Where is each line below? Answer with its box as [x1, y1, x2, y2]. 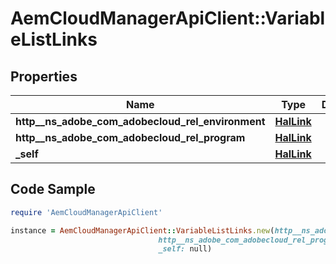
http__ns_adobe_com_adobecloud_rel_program [15, 131, 246, 144]
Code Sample [10, 181, 96, 198]
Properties [10, 68, 78, 85]
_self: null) [158, 244, 213, 254]
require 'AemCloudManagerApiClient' [10, 207, 163, 217]
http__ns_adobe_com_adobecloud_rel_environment [15, 115, 266, 128]
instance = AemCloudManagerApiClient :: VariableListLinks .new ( [10, 225, 275, 236]
